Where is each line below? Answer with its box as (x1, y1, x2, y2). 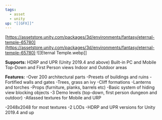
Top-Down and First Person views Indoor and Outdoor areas (5, 65, 127, 71)
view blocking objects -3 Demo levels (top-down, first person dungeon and (5, 90, 157, 96)
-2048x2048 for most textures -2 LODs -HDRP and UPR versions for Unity (5, 104, 156, 110)
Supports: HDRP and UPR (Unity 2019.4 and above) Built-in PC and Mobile (5, 59, 157, 65)
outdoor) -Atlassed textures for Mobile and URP (5, 95, 102, 101)
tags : (5, 7, 16, 12)
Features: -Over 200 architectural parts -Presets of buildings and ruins (5, 74, 149, 80)
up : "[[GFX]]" (5, 21, 34, 26)
